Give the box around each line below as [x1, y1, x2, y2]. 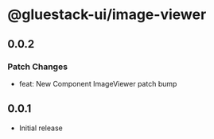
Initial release [18, 123, 63, 133]
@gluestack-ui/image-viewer [7, 6, 207, 24]
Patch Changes [7, 61, 68, 72]
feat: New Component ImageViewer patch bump [18, 79, 177, 88]
